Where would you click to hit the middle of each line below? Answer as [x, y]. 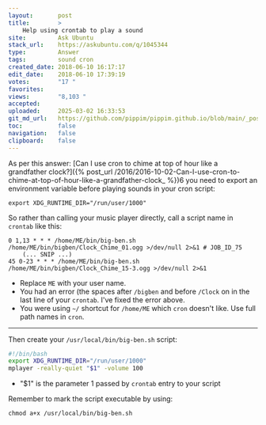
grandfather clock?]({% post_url [61, 172]
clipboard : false [42, 140]
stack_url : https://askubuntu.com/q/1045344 [88, 45]
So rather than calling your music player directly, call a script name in [121, 218]
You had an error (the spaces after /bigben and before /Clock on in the [135, 291]
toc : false [42, 126]
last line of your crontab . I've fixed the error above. [103, 300]
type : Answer [44, 52]
